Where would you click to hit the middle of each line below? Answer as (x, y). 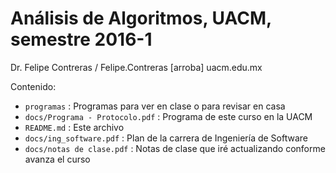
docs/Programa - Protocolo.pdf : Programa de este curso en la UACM (168, 116)
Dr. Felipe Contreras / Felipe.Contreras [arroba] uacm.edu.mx (136, 67)
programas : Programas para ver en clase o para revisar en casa (155, 106)
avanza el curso (57, 159)
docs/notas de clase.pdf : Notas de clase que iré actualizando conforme (175, 148)
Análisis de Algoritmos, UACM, (141, 18)
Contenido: (33, 86)
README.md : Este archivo (74, 127)
